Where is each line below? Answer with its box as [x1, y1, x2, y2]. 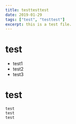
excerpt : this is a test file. [5, 21, 72, 27]
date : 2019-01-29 [5, 12, 42, 17]
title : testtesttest [5, 7, 49, 13]
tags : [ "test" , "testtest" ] [5, 17, 65, 22]
